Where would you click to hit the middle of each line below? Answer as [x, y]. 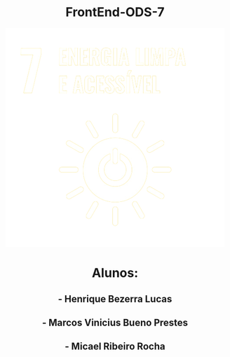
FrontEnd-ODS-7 [115, 12]
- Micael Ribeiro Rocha [115, 347]
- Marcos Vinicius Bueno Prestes [115, 322]
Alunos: [115, 273]
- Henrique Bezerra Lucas [115, 299]
